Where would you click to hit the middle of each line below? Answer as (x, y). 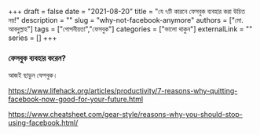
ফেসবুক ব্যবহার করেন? (37, 58)
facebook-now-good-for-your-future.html (76, 99)
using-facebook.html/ (43, 123)
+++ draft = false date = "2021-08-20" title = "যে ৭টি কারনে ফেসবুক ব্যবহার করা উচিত (127, 11)
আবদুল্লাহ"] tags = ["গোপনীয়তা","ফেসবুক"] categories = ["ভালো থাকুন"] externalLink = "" (130, 29)
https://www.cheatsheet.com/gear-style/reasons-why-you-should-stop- (126, 115)
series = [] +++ (33, 38)
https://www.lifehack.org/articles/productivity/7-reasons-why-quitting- (123, 91)
